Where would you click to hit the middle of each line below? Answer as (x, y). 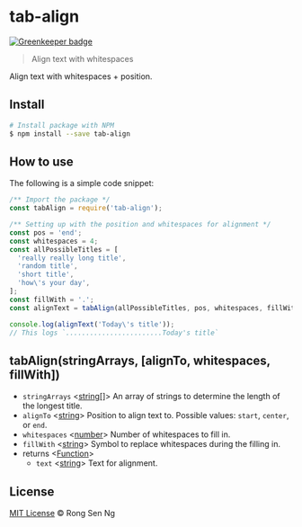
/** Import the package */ (60, 200)
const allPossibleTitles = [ (64, 249)
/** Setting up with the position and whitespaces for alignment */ (140, 225)
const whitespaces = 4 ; (54, 241)
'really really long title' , (72, 258)
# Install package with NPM (62, 125)
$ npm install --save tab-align (70, 134)
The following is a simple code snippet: (82, 183)
